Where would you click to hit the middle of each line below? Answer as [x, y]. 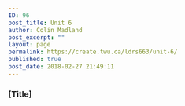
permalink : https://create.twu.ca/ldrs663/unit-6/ [93, 52]
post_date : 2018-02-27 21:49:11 [61, 67]
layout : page [30, 45]
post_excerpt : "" [37, 37]
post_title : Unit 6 [40, 23]
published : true [35, 60]
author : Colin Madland [45, 30]
